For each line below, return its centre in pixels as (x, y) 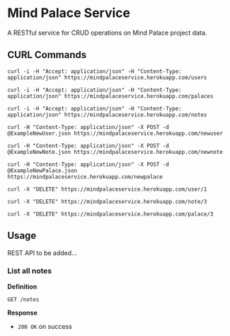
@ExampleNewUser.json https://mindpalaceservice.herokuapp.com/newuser (115, 133)
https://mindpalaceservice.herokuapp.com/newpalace (85, 177)
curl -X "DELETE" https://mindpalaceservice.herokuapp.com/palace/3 (110, 214)
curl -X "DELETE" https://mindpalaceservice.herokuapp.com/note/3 (107, 201)
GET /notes (23, 299)
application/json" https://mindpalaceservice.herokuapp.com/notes (107, 115)
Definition (22, 286)
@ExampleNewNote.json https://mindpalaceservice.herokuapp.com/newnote (115, 152)
